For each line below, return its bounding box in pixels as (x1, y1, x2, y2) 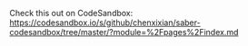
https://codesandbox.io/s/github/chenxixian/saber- (9, 17, 202, 28)
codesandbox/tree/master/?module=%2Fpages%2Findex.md (9, 27, 239, 37)
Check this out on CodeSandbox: (9, 8, 134, 18)
